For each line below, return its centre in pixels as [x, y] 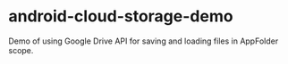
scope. [21, 50]
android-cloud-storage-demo [121, 16]
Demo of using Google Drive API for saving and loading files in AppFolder [144, 41]
